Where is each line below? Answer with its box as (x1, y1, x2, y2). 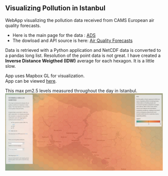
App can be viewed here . (5, 78, 57, 84)
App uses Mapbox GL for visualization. (5, 72, 85, 79)
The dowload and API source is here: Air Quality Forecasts (12, 37, 133, 43)
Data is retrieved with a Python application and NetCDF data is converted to (5, 47, 161, 53)
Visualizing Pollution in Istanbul (5, 4, 106, 12)
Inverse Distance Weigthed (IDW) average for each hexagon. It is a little (5, 57, 154, 64)
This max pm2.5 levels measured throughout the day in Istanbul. (5, 87, 137, 94)
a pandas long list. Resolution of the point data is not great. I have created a (5, 52, 161, 58)
